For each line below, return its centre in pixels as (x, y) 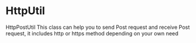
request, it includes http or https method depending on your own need (92, 33)
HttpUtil (25, 11)
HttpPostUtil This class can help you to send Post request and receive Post (98, 27)
